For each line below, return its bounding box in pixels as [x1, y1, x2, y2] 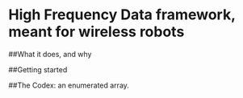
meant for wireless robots [8, 22, 185, 41]
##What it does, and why [8, 49, 92, 59]
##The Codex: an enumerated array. [8, 80, 129, 90]
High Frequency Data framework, [8, 6, 236, 24]
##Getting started [8, 64, 68, 74]
